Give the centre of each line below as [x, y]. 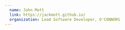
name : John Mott [27, 10]
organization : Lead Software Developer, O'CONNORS [65, 19]
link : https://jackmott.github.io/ [48, 15]
